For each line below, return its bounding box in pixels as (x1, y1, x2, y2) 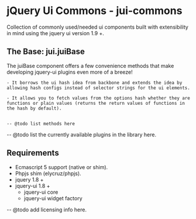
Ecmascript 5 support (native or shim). (15, 163, 108, 170)
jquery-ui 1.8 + (15, 182, 50, 189)
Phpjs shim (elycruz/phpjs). (15, 170, 81, 177)
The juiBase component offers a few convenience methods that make (6, 62, 174, 69)
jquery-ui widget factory (23, 194, 82, 201)
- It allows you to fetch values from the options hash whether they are (6, 95, 191, 101)
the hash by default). (6, 105, 62, 111)
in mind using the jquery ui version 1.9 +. (6, 29, 105, 36)
